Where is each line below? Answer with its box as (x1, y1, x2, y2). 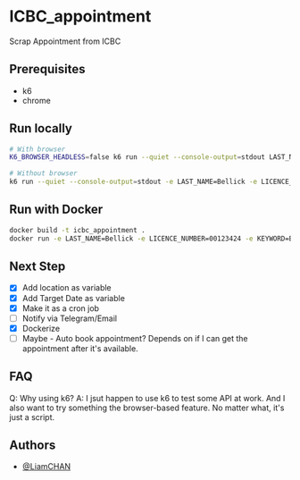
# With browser (9, 145, 66, 154)
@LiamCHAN (21, 461, 71, 472)
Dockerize (21, 323, 61, 333)
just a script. (9, 411, 55, 422)
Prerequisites (9, 62, 86, 77)
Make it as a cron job (21, 302, 100, 314)
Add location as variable (21, 282, 112, 293)
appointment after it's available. (21, 342, 138, 354)
